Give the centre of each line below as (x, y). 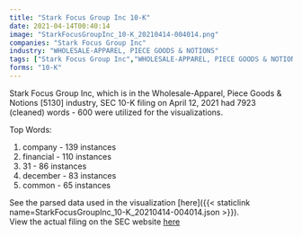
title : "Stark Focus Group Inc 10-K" (80, 17)
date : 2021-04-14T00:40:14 (60, 26)
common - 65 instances (67, 185)
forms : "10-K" (36, 68)
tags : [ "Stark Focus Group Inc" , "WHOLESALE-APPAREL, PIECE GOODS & (138, 59)
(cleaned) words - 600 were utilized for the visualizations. (116, 112)
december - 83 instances (69, 175)
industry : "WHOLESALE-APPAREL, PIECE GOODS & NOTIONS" (114, 51)
